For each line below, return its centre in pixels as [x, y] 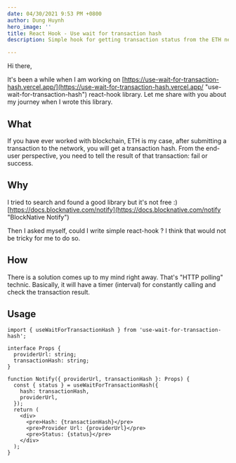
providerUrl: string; [45, 355]
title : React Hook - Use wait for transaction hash [84, 33]
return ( [26, 410]
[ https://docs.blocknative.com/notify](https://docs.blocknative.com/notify [114, 209]
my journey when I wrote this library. [60, 102]
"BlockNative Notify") [38, 217]
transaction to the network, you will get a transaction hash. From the [106, 148]
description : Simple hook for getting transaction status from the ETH [114, 40]
